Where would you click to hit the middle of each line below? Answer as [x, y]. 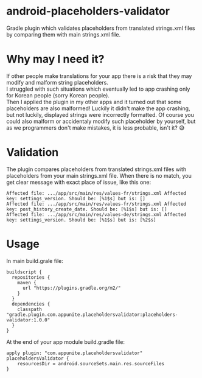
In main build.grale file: [35, 261]
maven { [27, 282]
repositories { [31, 277]
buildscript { [24, 272]
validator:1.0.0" [28, 320]
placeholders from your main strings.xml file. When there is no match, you [99, 175]
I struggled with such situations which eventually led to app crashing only [98, 89]
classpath [30, 309]
